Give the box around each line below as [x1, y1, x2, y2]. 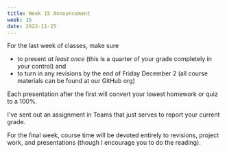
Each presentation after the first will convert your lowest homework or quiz [7, 90, 218, 98]
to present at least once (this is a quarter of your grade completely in [16, 55, 213, 63]
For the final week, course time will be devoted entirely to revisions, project [7, 131, 219, 139]
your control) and [16, 62, 67, 71]
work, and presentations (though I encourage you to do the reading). [7, 139, 201, 147]
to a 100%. [7, 97, 38, 106]
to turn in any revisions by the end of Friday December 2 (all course [16, 69, 208, 78]
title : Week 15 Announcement [7, 10, 91, 17]
